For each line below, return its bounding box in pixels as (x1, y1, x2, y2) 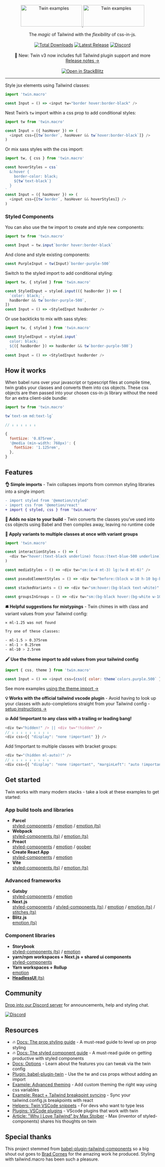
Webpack (12, 828, 33, 834)
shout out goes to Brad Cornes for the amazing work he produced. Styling (5, 1151, 155, 1157)
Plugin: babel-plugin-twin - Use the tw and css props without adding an (12, 1071, 158, 1077)
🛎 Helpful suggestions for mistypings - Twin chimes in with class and (5, 603, 148, 609)
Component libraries (5, 932, 55, 939)
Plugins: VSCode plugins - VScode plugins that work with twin (12, 1108, 138, 1114)
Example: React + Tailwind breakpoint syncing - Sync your (12, 1092, 131, 1098)
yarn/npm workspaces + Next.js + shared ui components (12, 954, 132, 960)
